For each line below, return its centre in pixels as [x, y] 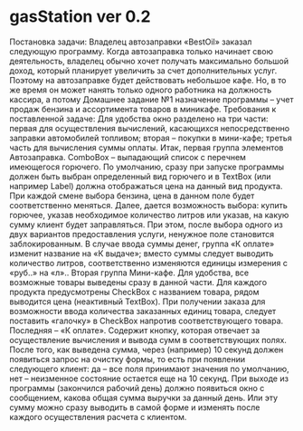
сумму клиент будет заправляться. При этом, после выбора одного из [146, 225]
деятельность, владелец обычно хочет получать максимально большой [149, 61]
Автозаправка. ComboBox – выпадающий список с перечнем [128, 157]
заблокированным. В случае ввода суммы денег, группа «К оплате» [142, 244]
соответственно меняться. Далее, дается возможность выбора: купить [148, 205]
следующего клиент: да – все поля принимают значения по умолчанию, [149, 369]
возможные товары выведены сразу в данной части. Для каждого [138, 282]
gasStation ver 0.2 [80, 17]
